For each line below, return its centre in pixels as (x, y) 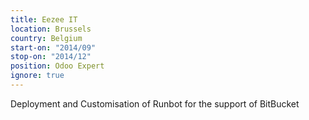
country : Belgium (46, 38)
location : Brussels (51, 29)
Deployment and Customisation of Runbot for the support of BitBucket (155, 103)
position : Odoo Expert (57, 66)
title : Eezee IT (44, 19)
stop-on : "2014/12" (51, 57)
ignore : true (37, 76)
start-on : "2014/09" (53, 47)
